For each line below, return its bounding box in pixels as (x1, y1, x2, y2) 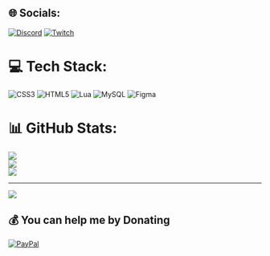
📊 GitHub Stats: (8, 119, 118, 137)
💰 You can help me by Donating (8, 213, 170, 227)
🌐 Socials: (8, 6, 61, 20)
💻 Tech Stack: (8, 58, 108, 75)
